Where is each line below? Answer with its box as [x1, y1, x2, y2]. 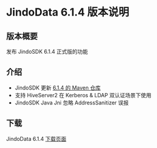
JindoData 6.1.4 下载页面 [6, 135, 67, 142]
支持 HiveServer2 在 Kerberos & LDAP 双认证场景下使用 [14, 91, 152, 98]
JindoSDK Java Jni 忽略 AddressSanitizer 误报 [14, 99, 129, 106]
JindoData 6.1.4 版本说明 [6, 5, 130, 19]
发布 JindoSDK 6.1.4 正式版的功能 [6, 48, 88, 55]
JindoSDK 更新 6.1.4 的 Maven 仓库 [14, 84, 101, 91]
